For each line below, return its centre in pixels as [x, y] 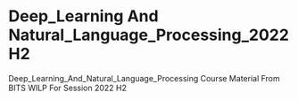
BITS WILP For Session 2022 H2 [67, 88]
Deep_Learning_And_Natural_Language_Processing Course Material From [144, 78]
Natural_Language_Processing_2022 [149, 35]
